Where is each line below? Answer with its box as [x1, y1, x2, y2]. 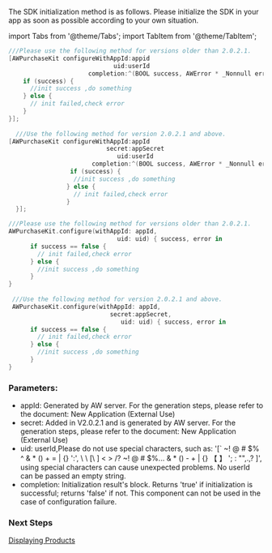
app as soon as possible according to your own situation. [8, 15, 199, 25]
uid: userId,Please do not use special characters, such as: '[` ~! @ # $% [19, 444, 260, 453]
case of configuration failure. [19, 497, 117, 507]
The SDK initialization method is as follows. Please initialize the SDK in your [8, 7, 259, 16]
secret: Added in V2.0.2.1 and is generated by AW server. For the [19, 418, 236, 428]
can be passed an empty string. [19, 471, 127, 481]
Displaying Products [8, 535, 75, 546]
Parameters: [8, 382, 58, 393]
